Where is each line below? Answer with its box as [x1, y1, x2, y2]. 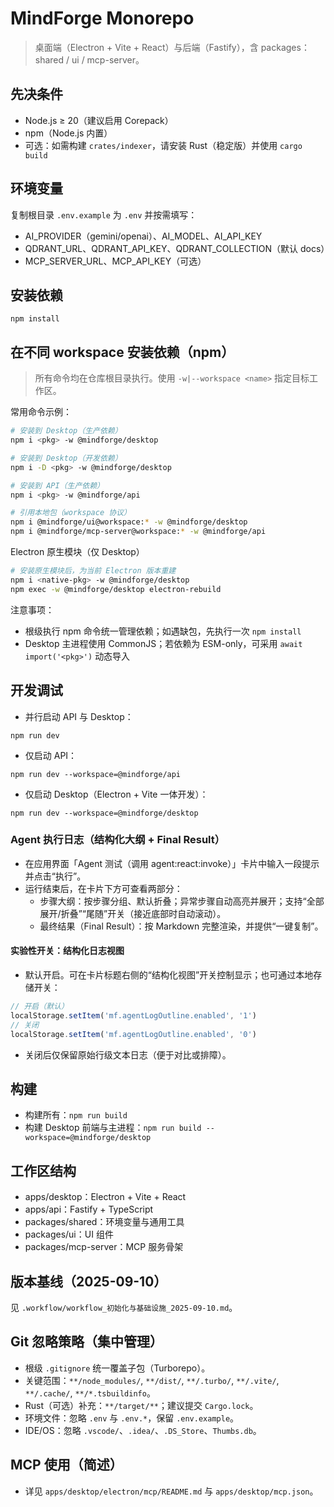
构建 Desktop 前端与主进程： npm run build [24, 1122, 202, 1134]
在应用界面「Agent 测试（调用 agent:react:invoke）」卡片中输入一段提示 [24, 857, 320, 869]
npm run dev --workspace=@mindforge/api [10, 769, 182, 779]
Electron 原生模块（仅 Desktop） [10, 546, 145, 558]
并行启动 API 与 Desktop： [24, 710, 134, 722]
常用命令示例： [10, 406, 72, 418]
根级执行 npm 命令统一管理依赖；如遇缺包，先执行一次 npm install [24, 625, 302, 637]
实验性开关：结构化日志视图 [10, 945, 125, 957]
